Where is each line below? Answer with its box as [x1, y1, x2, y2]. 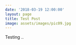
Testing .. [5, 34, 24, 40]
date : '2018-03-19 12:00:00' [5, 7, 65, 12]
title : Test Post [5, 16, 41, 21]
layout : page [5, 12, 32, 17]
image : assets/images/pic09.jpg [5, 21, 71, 26]
